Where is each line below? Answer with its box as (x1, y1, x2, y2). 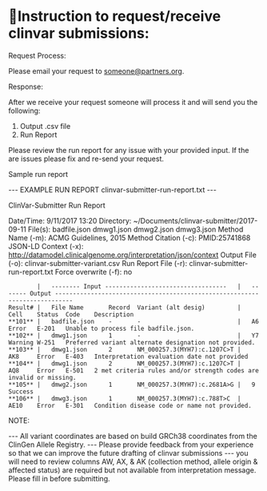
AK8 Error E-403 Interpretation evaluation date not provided (8, 352, 249, 360)
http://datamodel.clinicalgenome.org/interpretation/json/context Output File (8, 250, 257, 260)
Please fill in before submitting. (8, 473, 110, 483)
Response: (8, 82, 44, 91)
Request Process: (8, 50, 66, 60)
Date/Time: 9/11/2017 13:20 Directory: (8, 215, 132, 225)
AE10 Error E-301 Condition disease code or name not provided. (8, 401, 252, 409)
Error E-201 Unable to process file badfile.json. (8, 324, 195, 332)
